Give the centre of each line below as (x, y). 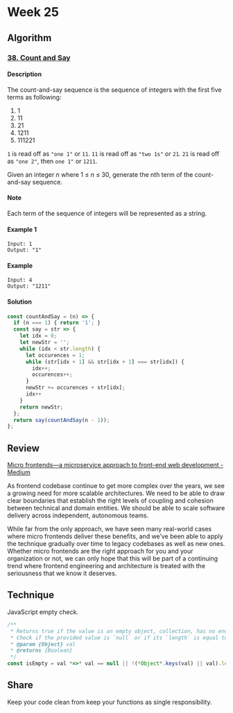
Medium (19, 472)
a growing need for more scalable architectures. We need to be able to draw (116, 493)
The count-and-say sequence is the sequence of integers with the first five (114, 89)
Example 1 (22, 229)
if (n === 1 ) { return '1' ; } (57, 323)
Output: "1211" (29, 286)
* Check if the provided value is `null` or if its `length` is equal (114, 638)
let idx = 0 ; (38, 336)
